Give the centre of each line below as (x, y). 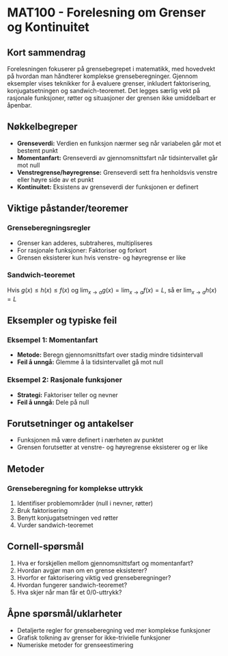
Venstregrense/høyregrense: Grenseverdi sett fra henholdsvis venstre (117, 172)
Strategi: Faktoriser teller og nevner (67, 394)
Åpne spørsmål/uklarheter (65, 614)
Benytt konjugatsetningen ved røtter (68, 518)
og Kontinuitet (48, 27)
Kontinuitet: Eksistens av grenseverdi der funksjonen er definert (108, 187)
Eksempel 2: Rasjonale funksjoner (65, 380)
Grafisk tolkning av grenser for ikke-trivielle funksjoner (94, 638)
